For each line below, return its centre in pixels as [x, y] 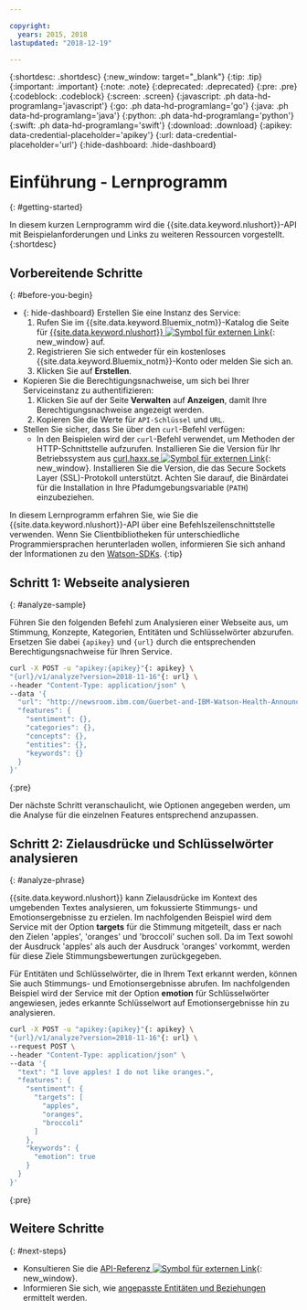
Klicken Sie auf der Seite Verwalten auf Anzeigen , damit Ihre [152, 400]
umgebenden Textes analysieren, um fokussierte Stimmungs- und [134, 908]
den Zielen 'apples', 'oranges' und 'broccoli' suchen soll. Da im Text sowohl [152, 937]
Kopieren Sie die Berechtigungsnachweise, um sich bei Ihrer [136, 381]
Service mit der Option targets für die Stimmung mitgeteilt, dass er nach [145, 927]
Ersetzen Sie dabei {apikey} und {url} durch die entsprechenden [132, 642]
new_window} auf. [71, 342]
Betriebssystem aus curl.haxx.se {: [153, 459]
